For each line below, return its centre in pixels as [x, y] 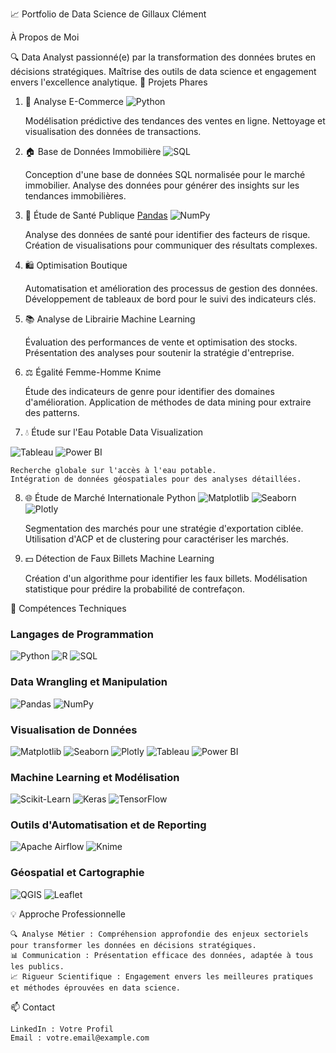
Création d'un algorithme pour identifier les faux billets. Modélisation [166, 578]
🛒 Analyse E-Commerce [74, 101]
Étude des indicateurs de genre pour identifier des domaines [149, 391]
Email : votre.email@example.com [80, 1038]
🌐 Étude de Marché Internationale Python [110, 497]
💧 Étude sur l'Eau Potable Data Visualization [114, 432]
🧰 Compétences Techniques [68, 608]
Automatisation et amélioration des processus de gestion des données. [171, 288]
